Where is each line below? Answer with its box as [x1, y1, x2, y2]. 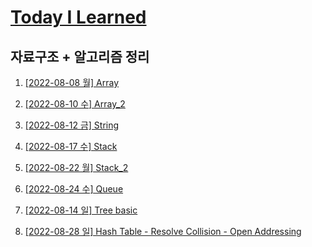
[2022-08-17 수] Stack [24, 141, 118, 152]
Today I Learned [10, 6, 147, 29]
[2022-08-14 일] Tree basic [24, 204, 138, 216]
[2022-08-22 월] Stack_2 [24, 162, 129, 173]
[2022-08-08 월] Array [24, 77, 120, 88]
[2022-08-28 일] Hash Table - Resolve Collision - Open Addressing [24, 226, 302, 237]
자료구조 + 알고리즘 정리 [10, 48, 150, 65]
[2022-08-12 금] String [24, 119, 120, 131]
